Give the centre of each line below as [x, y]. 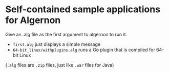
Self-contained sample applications [83, 9]
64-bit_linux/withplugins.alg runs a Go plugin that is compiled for [84, 50]
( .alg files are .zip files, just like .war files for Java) [60, 65]
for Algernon [33, 20]
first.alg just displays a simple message [57, 44]
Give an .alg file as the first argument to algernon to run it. [66, 34]
